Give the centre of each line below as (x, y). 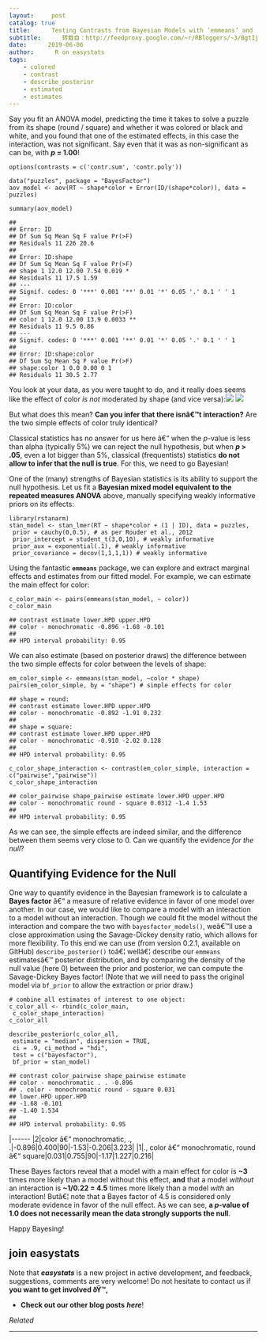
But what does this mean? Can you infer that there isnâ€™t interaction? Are (133, 415)
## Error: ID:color (41, 306)
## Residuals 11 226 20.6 (51, 244)
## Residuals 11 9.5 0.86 (51, 327)
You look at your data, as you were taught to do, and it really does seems (127, 390)
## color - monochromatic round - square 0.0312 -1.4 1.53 (108, 803)
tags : (18, 60)
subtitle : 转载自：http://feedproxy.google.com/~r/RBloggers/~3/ (125, 38)
